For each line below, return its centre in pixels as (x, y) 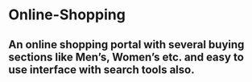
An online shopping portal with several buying (126, 45)
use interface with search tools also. (101, 70)
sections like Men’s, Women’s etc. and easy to (126, 57)
